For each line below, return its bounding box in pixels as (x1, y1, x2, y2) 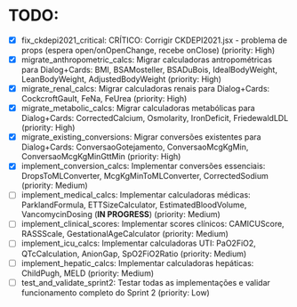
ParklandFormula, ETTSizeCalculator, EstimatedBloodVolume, (20, 199, 247, 210)
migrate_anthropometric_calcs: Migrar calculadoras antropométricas (20, 54, 273, 65)
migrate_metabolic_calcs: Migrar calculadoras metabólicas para (20, 103, 255, 114)
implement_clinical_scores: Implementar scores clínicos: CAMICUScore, (20, 219, 285, 230)
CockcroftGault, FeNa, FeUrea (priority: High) (20, 93, 188, 104)
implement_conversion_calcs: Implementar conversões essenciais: (20, 161, 266, 172)
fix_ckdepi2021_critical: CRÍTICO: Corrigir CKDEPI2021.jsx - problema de (20, 35, 288, 45)
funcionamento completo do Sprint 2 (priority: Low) (20, 287, 210, 298)
